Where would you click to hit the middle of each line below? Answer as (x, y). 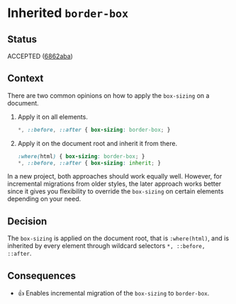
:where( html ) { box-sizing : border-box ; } (81, 156)
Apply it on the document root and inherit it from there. (97, 143)
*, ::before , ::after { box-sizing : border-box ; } (94, 130)
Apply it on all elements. (53, 117)
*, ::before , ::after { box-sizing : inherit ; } (89, 163)
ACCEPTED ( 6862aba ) (40, 56)
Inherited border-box (68, 13)
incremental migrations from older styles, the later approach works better (114, 184)
